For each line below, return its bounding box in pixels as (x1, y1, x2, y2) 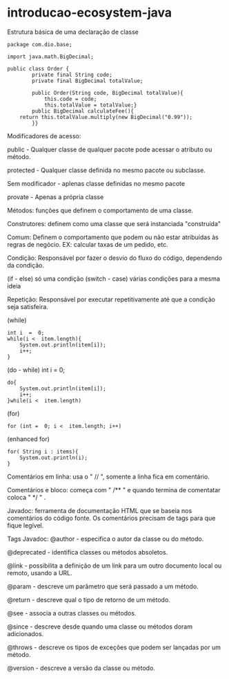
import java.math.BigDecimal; (7, 53, 94, 60)
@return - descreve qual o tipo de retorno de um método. (7, 595, 170, 604)
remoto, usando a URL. (7, 568, 72, 577)
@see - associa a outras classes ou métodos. (7, 608, 137, 617)
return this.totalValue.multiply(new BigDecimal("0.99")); (19, 113, 193, 120)
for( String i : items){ (7, 448, 79, 455)
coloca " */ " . (7, 493, 46, 501)
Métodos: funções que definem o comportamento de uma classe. (7, 206, 194, 214)
